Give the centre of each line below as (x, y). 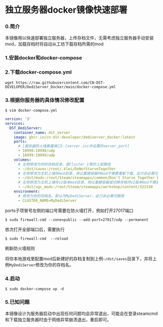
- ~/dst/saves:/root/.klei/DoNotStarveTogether (67, 169)
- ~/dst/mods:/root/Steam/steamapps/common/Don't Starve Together (86, 178)
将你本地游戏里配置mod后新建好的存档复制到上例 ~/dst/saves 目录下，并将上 (81, 258)
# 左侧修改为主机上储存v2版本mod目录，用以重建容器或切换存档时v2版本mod (83, 183)
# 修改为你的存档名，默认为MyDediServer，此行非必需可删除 (71, 196)
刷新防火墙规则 (20, 248)
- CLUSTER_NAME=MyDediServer (47, 200)
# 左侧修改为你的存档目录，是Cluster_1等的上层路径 (64, 164)
